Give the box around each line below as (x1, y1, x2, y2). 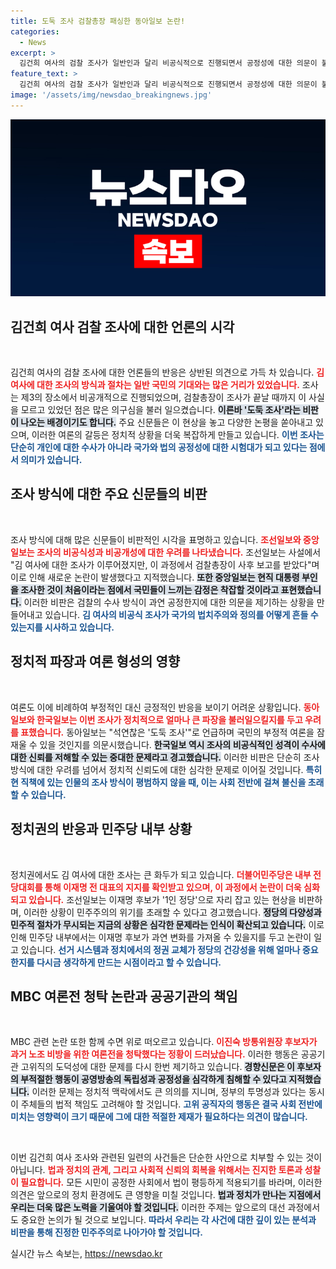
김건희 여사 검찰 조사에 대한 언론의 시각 (10, 318, 235, 335)
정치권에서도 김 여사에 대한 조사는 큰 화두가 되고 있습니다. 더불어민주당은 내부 (10, 868, 312, 880)
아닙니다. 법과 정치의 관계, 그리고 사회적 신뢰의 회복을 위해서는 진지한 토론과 (10, 1164, 303, 1176)
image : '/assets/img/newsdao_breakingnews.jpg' (10, 90, 213, 100)
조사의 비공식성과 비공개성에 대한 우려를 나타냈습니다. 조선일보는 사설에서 (36, 546, 322, 558)
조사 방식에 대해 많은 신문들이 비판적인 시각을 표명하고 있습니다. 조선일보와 (10, 533, 302, 545)
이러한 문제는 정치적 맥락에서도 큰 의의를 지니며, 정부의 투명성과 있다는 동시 (31, 1086, 325, 1098)
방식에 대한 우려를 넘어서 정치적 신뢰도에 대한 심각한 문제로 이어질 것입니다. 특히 (10, 763, 323, 775)
